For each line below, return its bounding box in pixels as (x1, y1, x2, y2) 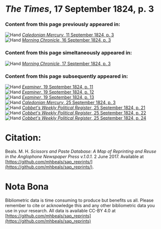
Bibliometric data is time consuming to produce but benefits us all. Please (5, 197, 154, 203)
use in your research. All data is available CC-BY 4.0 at (5, 207, 116, 213)
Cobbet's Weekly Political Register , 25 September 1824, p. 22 (22, 110, 146, 116)
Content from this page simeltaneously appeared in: (5, 49, 133, 56)
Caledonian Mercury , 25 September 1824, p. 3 (22, 99, 116, 106)
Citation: (5, 132, 41, 143)
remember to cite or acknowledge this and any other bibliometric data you (5, 202, 155, 208)
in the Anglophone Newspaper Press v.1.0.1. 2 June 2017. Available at (5, 154, 144, 160)
